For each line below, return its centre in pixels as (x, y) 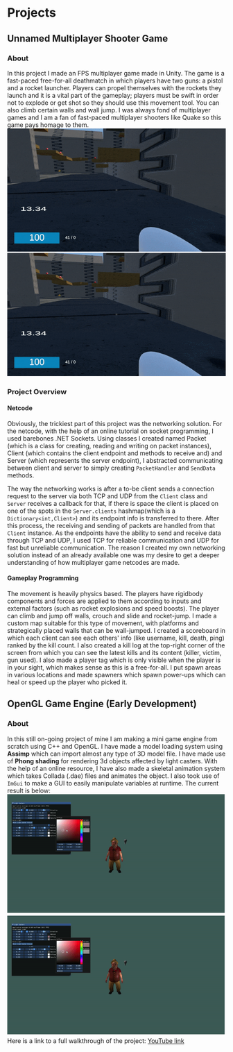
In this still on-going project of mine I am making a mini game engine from (112, 739)
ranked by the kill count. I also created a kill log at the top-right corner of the (116, 645)
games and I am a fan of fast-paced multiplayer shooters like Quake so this (114, 117)
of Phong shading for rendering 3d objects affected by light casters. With (112, 761)
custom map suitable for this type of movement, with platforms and (103, 623)
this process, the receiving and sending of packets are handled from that (111, 525)
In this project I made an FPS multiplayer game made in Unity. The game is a (116, 73)
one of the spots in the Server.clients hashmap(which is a (91, 511)
